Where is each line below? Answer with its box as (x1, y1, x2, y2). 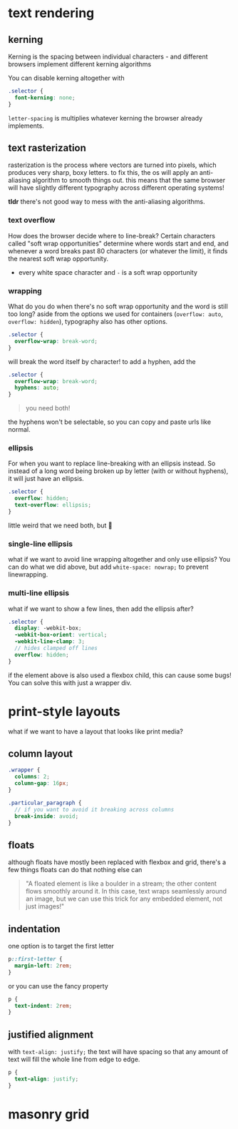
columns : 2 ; (14, 773, 51, 781)
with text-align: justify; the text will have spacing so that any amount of (8, 1048, 229, 1056)
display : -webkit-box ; (14, 624, 82, 632)
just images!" (25, 902, 65, 911)
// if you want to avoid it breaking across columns (14, 806, 175, 813)
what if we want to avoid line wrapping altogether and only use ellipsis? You (8, 555, 231, 564)
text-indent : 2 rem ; (14, 1002, 73, 1009)
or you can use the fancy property (8, 981, 109, 990)
